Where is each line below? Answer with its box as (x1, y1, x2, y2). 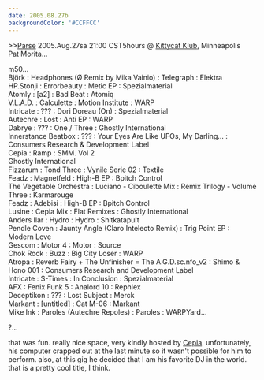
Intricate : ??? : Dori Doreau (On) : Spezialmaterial (8, 106, 169, 115)
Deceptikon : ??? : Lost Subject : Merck (8, 290, 135, 300)
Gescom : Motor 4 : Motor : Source (8, 240, 121, 249)
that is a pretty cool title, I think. (8, 363, 110, 372)
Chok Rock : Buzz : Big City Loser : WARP (8, 248, 143, 258)
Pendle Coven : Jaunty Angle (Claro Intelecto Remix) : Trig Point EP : (8, 223, 230, 233)
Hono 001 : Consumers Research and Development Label (8, 265, 194, 274)
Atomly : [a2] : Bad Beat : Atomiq (8, 89, 114, 99)
